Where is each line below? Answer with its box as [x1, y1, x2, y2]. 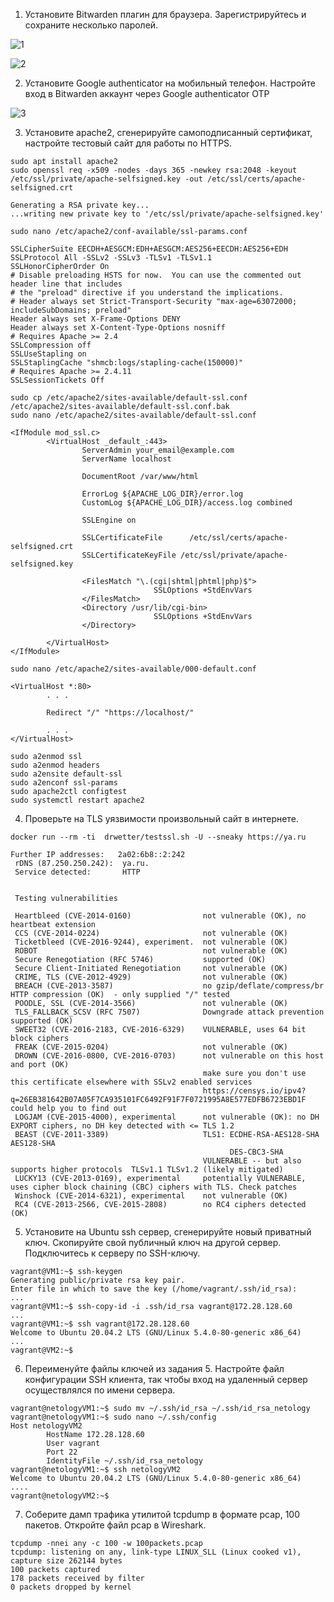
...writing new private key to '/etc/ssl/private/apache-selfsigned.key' [10, 209, 325, 219]
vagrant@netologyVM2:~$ [10, 1491, 110, 1501]
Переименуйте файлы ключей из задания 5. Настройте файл [24, 1363, 285, 1374]
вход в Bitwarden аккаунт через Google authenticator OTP [24, 88, 270, 99]
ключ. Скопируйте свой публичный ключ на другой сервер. [24, 1237, 282, 1248]
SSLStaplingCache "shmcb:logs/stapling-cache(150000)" [10, 358, 244, 368]
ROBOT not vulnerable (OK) [14, 946, 288, 956]
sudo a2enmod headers [10, 760, 101, 770]
